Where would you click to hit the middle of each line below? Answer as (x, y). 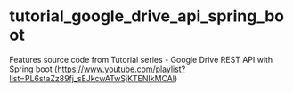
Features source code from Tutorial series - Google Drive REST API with (141, 59)
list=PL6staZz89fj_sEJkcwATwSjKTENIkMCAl (92, 78)
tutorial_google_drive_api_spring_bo (147, 16)
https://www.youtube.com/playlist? (122, 69)
